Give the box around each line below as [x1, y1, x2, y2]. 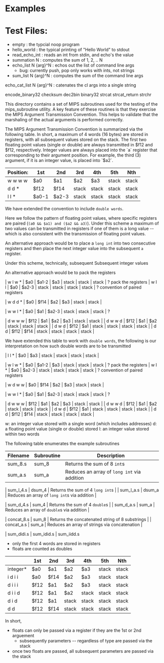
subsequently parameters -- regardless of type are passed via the [19, 638, 153, 644]
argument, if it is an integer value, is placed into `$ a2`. [5, 158, 114, 163]
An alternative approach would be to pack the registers [5, 270, 116, 275]
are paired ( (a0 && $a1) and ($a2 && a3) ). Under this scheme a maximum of [5, 221, 159, 227]
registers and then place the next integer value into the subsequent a [5, 246, 143, 251]
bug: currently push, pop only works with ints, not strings [19, 68, 135, 73]
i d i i [7, 573, 19, 580]
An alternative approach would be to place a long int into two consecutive [5, 240, 156, 246]
